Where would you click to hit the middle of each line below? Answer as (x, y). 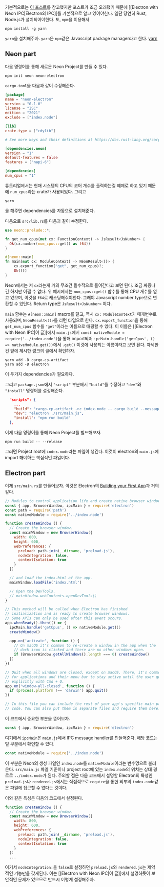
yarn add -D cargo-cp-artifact (37, 360)
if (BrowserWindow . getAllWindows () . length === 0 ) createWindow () (82, 654)
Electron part (25, 473)
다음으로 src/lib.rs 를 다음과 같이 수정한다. (47, 221)
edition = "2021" (23, 113)
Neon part (21, 54)
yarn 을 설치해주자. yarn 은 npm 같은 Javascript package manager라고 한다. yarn (81, 38)
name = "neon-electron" (29, 99)
